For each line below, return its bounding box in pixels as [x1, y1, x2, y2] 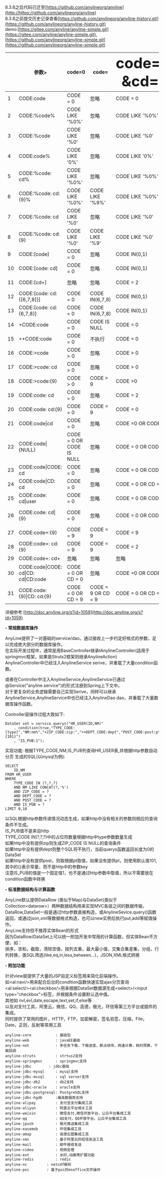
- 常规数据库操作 [5, 625, 38, 630]
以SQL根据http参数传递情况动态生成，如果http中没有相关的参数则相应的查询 [5, 816, 158, 821]
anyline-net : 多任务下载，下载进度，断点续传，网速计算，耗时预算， [5, 1043, 155, 1048]
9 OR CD [90, 590, 110, 597]
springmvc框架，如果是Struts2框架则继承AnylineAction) [5, 654, 117, 659]
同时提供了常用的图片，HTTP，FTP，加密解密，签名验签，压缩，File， [5, 1016, 147, 1021]
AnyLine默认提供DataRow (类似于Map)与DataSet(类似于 [5, 897, 117, 903]
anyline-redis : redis [5, 1157, 71, 1162]
